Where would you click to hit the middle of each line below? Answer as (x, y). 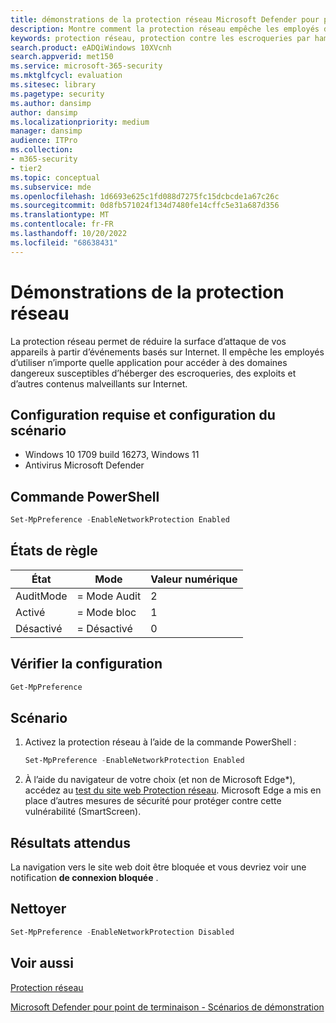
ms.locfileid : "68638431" (64, 242)
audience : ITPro (44, 141)
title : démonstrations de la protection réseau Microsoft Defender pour (165, 19)
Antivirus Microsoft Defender (84, 465)
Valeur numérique (194, 579)
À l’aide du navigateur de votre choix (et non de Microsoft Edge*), (160, 780)
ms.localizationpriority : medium (80, 122)
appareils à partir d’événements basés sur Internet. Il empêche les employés (167, 352)
